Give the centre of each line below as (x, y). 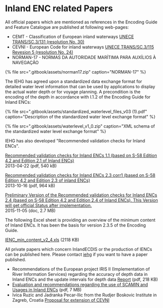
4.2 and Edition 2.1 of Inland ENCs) (40, 160)
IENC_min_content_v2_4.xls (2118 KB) (42, 240)
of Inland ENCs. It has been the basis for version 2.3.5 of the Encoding (75, 225)
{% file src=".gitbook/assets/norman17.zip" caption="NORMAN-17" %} (76, 72)
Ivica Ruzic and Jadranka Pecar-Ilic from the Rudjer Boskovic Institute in (84, 295)
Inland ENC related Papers (59, 9)
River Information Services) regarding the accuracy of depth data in (80, 274)
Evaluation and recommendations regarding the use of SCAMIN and (80, 284)
